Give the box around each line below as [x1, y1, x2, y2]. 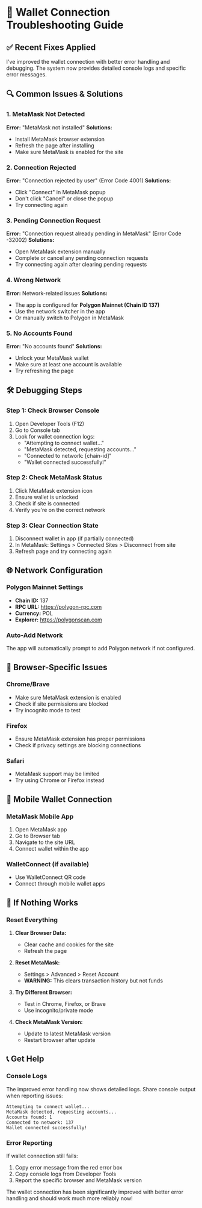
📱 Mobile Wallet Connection [6, 794, 112, 804]
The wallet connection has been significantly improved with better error [6, 1188, 183, 1196]
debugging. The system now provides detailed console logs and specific [6, 64, 186, 72]
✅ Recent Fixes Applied [6, 42, 96, 52]
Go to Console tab [14, 427, 60, 434]
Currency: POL [14, 609, 53, 617]
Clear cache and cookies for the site [23, 941, 114, 948]
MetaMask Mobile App [6, 812, 74, 821]
